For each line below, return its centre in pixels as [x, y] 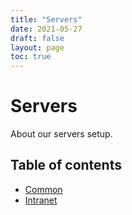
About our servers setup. [61, 134]
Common [43, 189]
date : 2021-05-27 [46, 29]
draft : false [37, 38]
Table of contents [66, 165]
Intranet [41, 200]
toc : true [31, 57]
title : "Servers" [46, 19]
